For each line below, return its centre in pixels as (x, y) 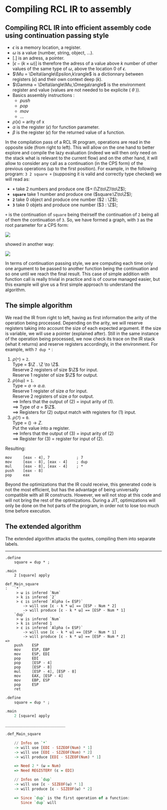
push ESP (26, 645)
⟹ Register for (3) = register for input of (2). (58, 439)
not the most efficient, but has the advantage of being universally (72, 489)
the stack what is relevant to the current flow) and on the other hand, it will (82, 158)
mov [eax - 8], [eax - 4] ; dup (46, 462)
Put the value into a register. (41, 428)
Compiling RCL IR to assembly (68, 9)
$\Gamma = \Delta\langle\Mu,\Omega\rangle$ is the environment (79, 84)
